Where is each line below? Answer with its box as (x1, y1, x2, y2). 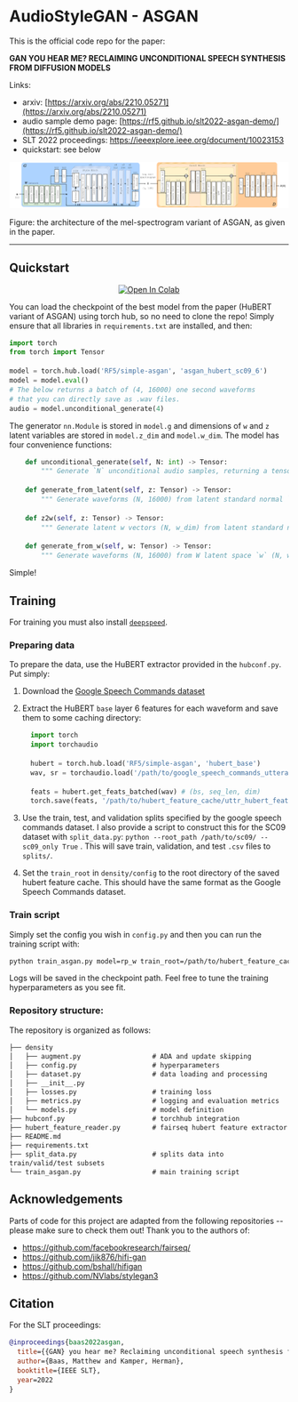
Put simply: (9, 669, 51, 680)
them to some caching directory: (21, 713, 142, 723)
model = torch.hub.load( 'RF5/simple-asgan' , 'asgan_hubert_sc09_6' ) (9, 367, 268, 375)
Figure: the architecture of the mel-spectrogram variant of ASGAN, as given (9, 216, 286, 228)
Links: (9, 79, 31, 90)
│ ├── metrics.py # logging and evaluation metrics (9, 1096, 279, 1105)
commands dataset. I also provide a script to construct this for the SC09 (21, 822, 286, 833)
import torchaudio (30, 740, 98, 749)
